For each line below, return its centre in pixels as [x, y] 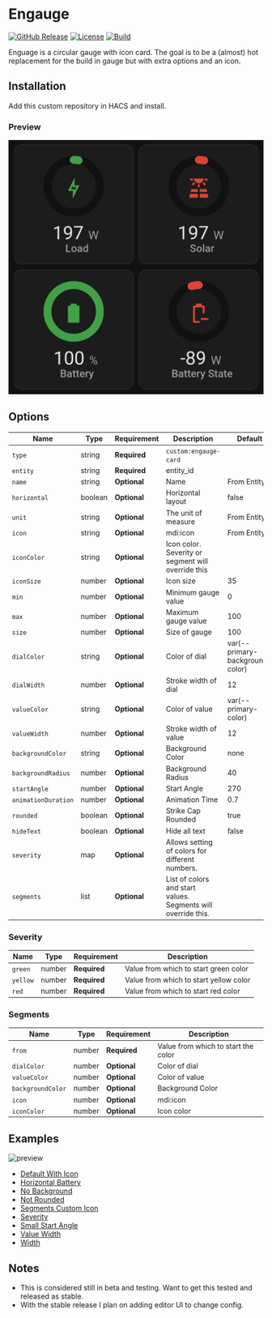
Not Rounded [42, 1200]
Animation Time [192, 800]
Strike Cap [183, 811]
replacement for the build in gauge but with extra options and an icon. [125, 61]
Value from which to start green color [187, 968]
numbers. [182, 868]
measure [181, 521]
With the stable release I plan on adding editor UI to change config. [132, 1305]
